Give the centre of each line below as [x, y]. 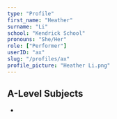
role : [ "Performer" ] [37, 46]
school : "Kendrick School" [46, 33]
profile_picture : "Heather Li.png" [59, 65]
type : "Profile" [31, 14]
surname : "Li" [28, 26]
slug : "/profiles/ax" [39, 59]
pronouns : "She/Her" [37, 40]
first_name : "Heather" [40, 20]
